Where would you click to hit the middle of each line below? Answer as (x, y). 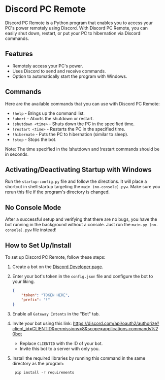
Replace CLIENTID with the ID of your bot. (61, 343)
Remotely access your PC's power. (48, 66)
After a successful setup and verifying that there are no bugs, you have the (81, 219)
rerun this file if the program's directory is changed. (57, 192)
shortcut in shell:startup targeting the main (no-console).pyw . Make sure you (83, 187)
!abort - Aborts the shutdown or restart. (53, 118)
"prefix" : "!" (36, 300)
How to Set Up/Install (38, 245)
